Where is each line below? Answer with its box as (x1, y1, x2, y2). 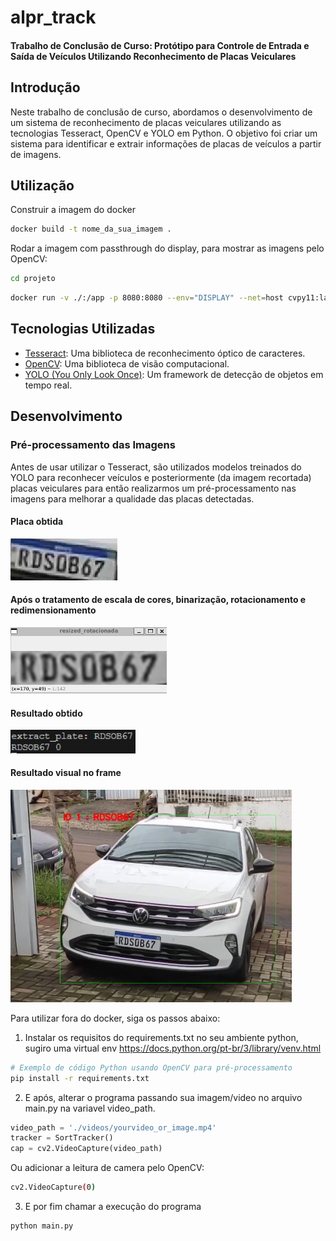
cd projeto (10, 274, 56, 284)
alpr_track (10, 6, 97, 29)
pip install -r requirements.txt (10, 1073, 150, 1083)
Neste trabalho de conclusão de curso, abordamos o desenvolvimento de (10, 106, 313, 118)
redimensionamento (10, 604, 97, 616)
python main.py (10, 1221, 74, 1231)
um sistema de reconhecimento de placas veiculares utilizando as (10, 116, 282, 128)
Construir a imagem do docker (10, 204, 136, 216)
